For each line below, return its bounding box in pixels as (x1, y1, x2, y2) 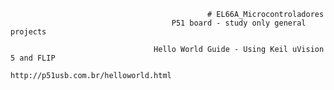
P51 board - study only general (171, 18, 307, 28)
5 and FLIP (10, 53, 56, 63)
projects (10, 27, 47, 37)
